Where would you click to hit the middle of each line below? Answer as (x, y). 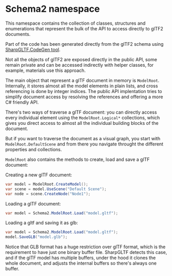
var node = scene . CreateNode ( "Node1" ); (48, 194)
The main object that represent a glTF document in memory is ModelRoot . (82, 80)
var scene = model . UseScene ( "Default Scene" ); (56, 189)
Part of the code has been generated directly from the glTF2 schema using (84, 44)
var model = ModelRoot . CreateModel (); (47, 184)
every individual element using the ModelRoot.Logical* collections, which (83, 117)
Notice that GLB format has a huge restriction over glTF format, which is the (85, 247)
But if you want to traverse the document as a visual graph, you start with (83, 138)
